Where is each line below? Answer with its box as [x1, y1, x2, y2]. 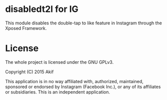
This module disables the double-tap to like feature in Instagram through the [5, 20, 162, 26]
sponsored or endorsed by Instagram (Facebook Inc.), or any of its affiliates [5, 84, 161, 90]
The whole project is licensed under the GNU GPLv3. [5, 59, 114, 65]
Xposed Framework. [5, 25, 47, 31]
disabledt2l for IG [5, 3, 78, 15]
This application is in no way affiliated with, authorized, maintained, [5, 78, 143, 84]
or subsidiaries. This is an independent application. [5, 89, 110, 95]
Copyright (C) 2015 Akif [5, 69, 54, 75]
